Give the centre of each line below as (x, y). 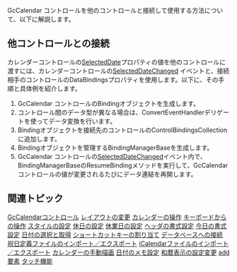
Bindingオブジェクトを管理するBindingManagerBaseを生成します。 (115, 148)
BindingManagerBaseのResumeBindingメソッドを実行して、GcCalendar (123, 165)
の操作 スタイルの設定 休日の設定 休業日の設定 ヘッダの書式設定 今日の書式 (117, 225)
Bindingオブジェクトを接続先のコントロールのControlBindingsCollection (122, 130)
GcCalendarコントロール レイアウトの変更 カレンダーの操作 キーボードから (117, 217)
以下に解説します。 (47, 19)
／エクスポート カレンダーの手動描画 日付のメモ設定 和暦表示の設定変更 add (118, 252)
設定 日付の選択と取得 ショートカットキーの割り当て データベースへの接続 (115, 235)
